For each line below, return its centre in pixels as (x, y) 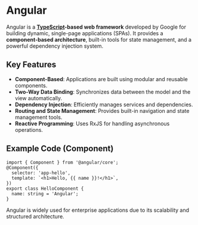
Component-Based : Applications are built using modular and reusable (101, 79)
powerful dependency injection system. (55, 46)
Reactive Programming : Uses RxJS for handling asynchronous (92, 124)
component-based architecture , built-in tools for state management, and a (99, 39)
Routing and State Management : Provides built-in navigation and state (102, 110)
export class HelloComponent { (45, 189)
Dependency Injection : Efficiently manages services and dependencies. (104, 104)
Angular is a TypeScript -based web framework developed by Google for (96, 27)
